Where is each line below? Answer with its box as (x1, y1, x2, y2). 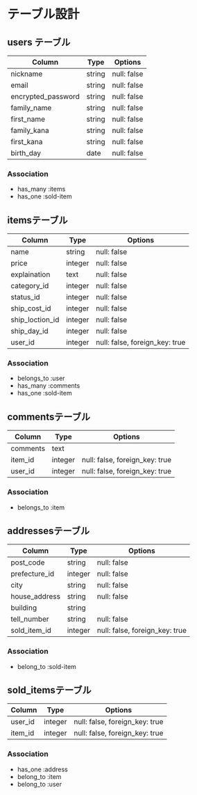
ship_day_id (10, 326, 49, 336)
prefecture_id (10, 569, 55, 578)
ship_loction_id (10, 315, 60, 324)
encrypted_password (10, 92, 80, 101)
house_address (10, 592, 61, 601)
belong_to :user (17, 780, 62, 788)
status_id (10, 292, 40, 302)
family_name (10, 103, 52, 112)
